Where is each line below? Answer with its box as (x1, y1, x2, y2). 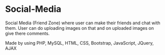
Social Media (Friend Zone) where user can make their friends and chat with (5, 20, 161, 26)
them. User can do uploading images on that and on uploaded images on (5, 25, 154, 31)
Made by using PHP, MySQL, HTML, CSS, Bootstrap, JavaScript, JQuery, (5, 40, 154, 46)
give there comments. (5, 30, 50, 36)
